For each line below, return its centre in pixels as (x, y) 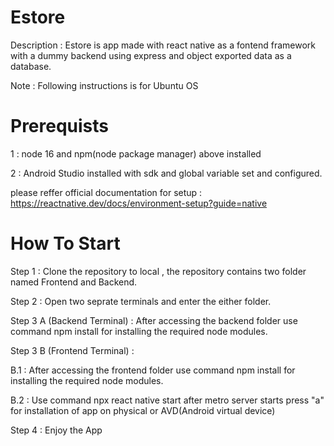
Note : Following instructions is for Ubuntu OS (104, 85)
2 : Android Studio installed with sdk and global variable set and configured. (166, 173)
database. (31, 66)
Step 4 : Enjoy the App (56, 430)
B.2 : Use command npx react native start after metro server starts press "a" (167, 400)
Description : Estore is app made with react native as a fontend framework (163, 45)
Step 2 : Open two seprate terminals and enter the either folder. (141, 301)
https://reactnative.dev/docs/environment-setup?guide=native (139, 203)
